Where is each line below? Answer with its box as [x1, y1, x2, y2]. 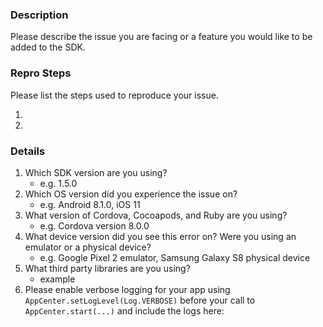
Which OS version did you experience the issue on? [24, 188, 238, 200]
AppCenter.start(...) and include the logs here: [24, 304, 225, 317]
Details [10, 144, 46, 158]
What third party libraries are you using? [24, 262, 191, 274]
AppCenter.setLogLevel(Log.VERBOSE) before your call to [24, 294, 256, 306]
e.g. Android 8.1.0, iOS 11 [39, 198, 141, 210]
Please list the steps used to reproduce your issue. [10, 89, 219, 101]
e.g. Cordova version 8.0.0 [39, 219, 150, 232]
